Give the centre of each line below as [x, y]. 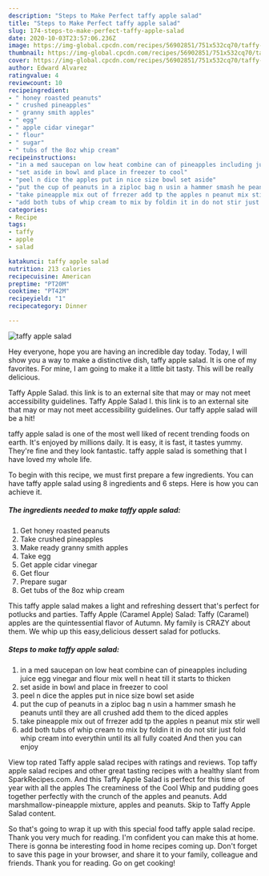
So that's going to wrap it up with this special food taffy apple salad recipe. [132, 829]
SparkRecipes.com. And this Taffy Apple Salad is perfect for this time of [127, 779]
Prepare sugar [44, 582]
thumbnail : [26, 53]
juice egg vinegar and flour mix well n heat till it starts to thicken [125, 678]
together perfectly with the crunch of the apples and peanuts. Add [118, 796]
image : [19, 46]
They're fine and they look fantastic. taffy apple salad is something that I [127, 451]
